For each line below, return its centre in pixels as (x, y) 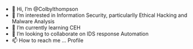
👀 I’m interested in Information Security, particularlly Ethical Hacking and (99, 15)
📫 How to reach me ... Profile (47, 40)
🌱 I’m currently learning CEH (46, 27)
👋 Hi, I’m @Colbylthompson (45, 9)
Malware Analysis (33, 21)
